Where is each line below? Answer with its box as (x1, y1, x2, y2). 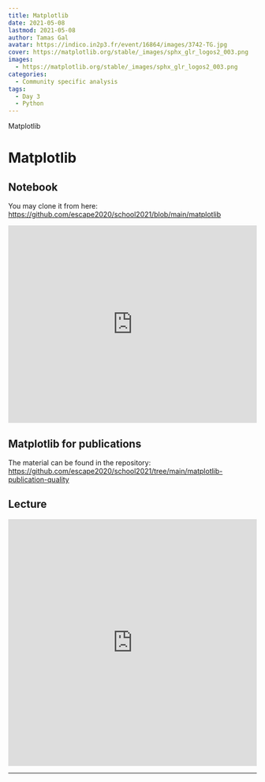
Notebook (8, 180, 58, 194)
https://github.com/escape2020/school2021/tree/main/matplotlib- (8, 466, 223, 476)
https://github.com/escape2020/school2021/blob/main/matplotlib (8, 210, 222, 220)
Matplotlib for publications (8, 437, 142, 450)
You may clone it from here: (8, 201, 99, 211)
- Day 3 (15, 92, 41, 100)
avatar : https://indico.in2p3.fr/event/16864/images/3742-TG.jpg (8, 41, 227, 49)
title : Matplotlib (8, 11, 69, 20)
